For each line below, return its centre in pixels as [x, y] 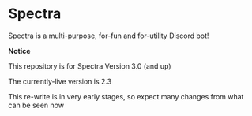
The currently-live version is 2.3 [60, 81]
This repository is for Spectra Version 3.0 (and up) [90, 66]
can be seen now [36, 105]
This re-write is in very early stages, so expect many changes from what [126, 96]
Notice [19, 51]
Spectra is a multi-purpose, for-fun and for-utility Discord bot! [109, 36]
